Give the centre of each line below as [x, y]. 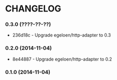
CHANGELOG [33, 9]
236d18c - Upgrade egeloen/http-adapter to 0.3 [61, 35]
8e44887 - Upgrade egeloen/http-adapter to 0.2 [62, 59]
